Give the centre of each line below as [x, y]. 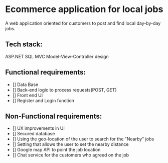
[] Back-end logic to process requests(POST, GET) [64, 90]
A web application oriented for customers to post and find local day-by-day [83, 23]
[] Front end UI [28, 95]
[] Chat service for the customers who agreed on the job [71, 155]
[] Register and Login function [43, 100]
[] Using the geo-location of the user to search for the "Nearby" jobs [83, 139]
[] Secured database [34, 134]
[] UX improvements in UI [39, 128]
